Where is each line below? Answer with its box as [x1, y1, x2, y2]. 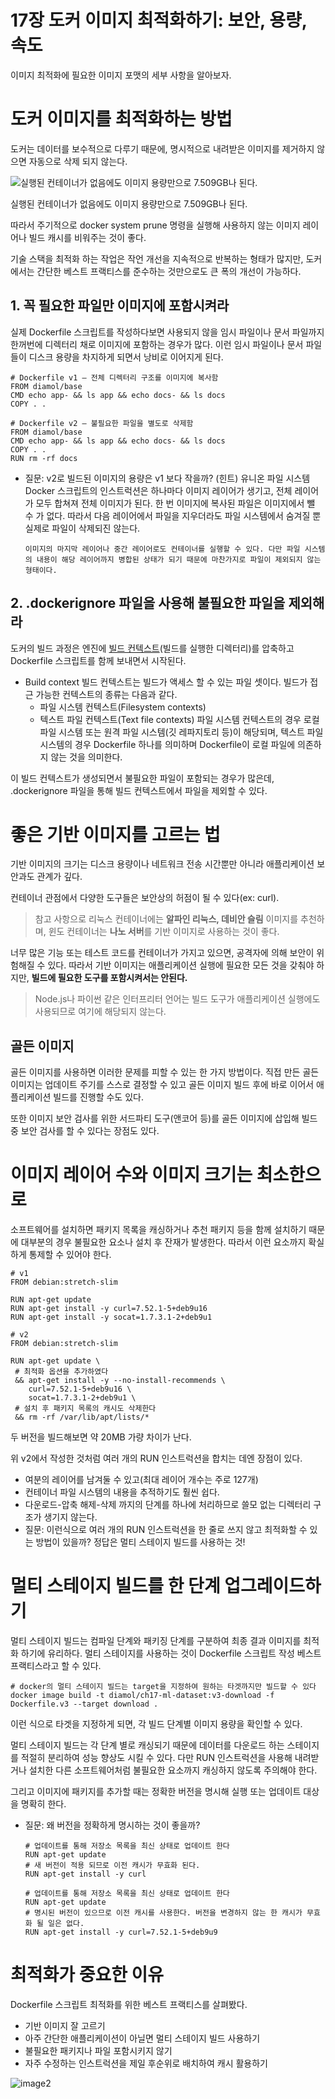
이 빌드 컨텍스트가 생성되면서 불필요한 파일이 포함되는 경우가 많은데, [10, 772, 275, 784]
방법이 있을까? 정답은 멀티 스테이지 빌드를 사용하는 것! [35, 1536, 246, 1548]
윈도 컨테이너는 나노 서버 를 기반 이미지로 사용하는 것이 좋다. [48, 926, 280, 938]
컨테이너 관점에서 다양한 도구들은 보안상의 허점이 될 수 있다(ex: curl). [10, 892, 280, 904]
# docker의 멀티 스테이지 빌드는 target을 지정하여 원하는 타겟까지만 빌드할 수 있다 [10, 1682, 317, 1692]
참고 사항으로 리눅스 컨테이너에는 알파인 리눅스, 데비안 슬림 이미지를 [34, 913, 299, 925]
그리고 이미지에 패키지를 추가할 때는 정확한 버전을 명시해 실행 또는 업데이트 [10, 1786, 302, 1798]
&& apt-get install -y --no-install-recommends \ [14, 1376, 226, 1386]
